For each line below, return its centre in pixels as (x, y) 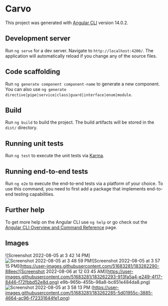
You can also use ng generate (36, 89)
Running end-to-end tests (47, 171)
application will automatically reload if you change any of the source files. (81, 56)
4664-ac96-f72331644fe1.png (37, 298)
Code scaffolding (33, 72)
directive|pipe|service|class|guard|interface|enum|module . (69, 94)
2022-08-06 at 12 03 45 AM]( (77, 271)
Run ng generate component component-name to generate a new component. (83, 84)
